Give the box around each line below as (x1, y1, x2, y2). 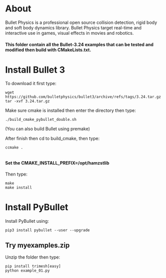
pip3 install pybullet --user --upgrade (5, 227, 90, 233)
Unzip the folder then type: (5, 254, 61, 260)
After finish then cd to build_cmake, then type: (5, 135, 100, 142)
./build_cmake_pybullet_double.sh (5, 117, 77, 122)
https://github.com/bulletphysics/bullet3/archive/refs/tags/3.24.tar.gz (5, 94, 162, 99)
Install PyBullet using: (5, 218, 49, 224)
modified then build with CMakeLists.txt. (5, 47, 91, 53)
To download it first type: (5, 81, 57, 87)
